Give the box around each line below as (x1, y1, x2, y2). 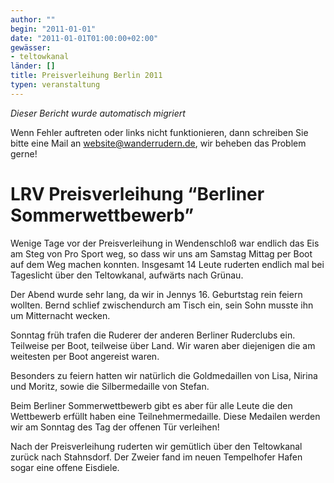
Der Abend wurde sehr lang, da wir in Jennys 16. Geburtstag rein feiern (10, 288, 303, 300)
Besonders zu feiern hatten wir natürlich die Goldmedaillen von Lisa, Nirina (10, 369, 318, 381)
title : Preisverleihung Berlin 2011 (10, 71, 163, 81)
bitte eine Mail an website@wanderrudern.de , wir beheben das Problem (10, 137, 307, 149)
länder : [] (10, 61, 56, 71)
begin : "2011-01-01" (10, 24, 97, 34)
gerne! (10, 147, 38, 160)
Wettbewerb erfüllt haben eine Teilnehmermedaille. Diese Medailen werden (10, 410, 321, 422)
